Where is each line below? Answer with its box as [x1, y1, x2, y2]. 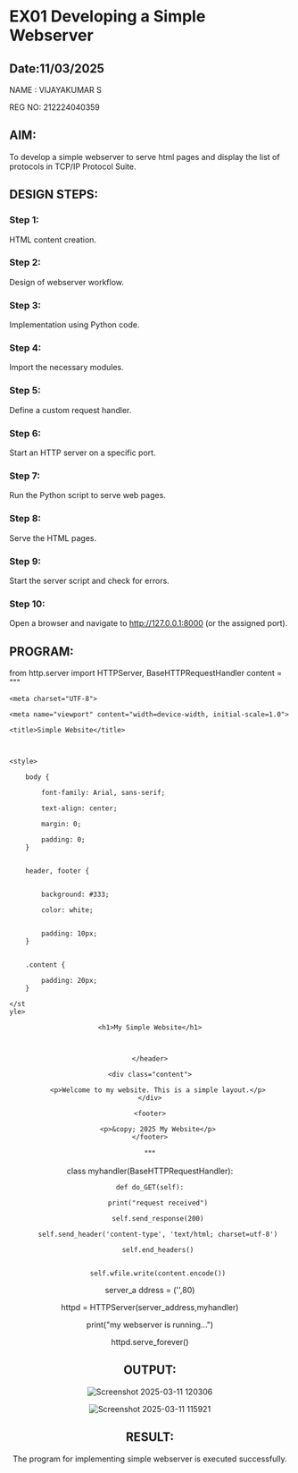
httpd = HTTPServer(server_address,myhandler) [61, 1301, 239, 1312]
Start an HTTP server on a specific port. [9, 447, 156, 458]
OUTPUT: [123, 1362, 177, 1378]
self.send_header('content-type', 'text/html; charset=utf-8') [37, 1230, 278, 1239]
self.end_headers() [121, 1245, 195, 1254]
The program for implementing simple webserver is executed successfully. [12, 1453, 287, 1464]
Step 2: [9, 257, 42, 269]
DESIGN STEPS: [9, 187, 99, 202]
